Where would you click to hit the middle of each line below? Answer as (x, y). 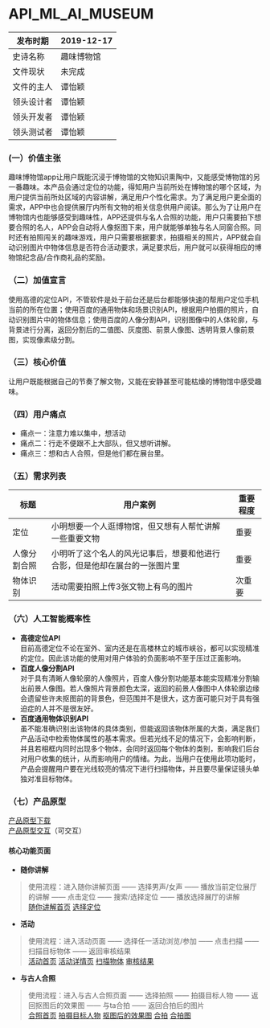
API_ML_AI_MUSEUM (81, 14)
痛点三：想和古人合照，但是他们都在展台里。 (94, 453)
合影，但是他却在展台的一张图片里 (116, 566)
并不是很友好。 (73, 708)
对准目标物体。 (52, 778)
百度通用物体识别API (54, 718)
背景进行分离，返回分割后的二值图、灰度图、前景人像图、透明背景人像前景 (131, 330)
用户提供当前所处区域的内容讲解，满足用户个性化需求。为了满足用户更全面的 (135, 197)
